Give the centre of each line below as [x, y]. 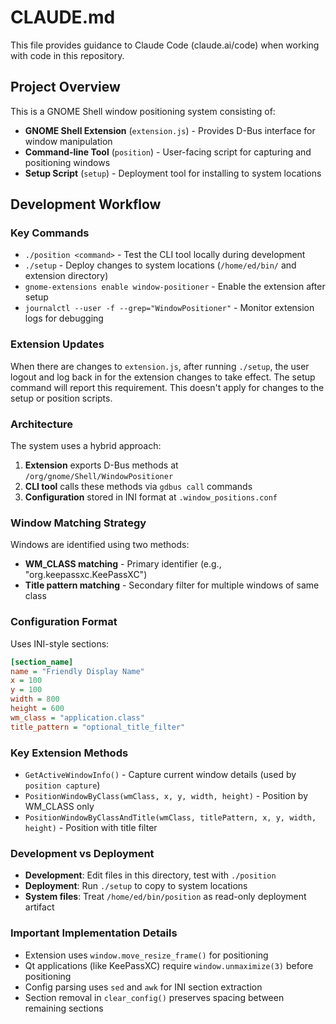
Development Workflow [86, 204]
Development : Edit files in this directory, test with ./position [150, 875]
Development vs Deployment [82, 853]
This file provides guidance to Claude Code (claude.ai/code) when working [165, 45]
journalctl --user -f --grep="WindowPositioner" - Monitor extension [169, 308]
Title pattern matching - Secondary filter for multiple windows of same [172, 585]
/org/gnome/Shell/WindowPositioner [99, 477]
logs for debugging [64, 318]
